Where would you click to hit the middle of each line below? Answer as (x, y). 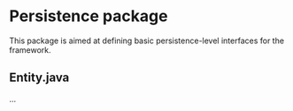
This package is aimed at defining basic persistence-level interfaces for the (147, 41)
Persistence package (89, 16)
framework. (30, 49)
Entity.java (39, 78)
